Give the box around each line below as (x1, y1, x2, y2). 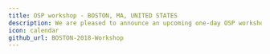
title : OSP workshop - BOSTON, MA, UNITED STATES (8, 11, 178, 20)
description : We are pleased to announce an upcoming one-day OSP (8, 19, 235, 27)
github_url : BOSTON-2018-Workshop (8, 33, 125, 42)
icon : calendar (8, 26, 59, 34)
